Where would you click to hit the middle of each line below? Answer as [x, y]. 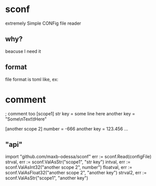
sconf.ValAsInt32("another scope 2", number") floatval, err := [69, 167]
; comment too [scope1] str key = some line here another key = [70, 113]
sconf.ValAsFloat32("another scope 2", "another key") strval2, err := [76, 173]
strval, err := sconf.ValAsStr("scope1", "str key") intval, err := [68, 162]
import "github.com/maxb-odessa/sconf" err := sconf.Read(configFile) [79, 157]
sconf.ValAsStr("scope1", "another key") [47, 178]
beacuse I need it [23, 51]
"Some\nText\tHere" [26, 119]
